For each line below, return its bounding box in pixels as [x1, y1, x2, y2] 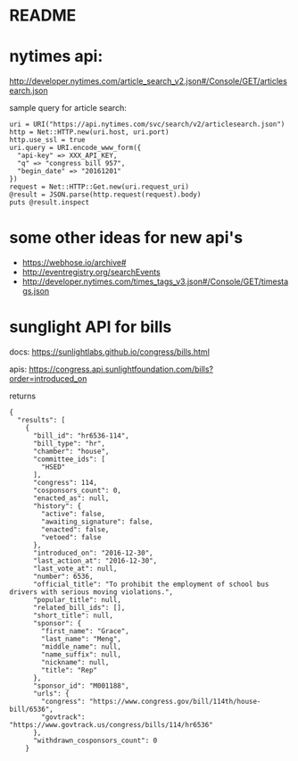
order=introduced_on [9, 373, 87, 384]
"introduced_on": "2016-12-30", [32, 548, 153, 557]
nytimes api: [9, 46, 103, 67]
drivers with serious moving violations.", [9, 588, 174, 597]
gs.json [21, 286, 50, 297]
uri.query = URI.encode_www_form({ [9, 144, 142, 153]
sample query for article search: [9, 103, 127, 113]
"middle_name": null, [41, 642, 122, 651]
